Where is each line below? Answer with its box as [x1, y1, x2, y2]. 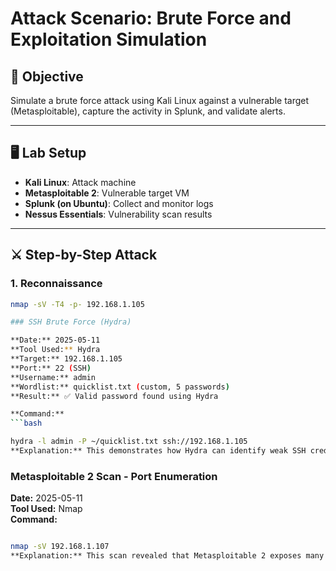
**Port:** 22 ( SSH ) [10, 363, 92, 373]
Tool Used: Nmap [10, 503, 83, 515]
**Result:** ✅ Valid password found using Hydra [10, 391, 219, 401]
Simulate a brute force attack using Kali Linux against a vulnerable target [10, 95, 310, 106]
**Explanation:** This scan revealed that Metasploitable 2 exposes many [10, 551, 325, 561]
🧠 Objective [10, 68, 84, 85]
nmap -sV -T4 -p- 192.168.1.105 [10, 299, 145, 309]
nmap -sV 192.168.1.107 [10, 542, 110, 552]
